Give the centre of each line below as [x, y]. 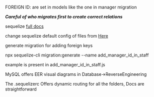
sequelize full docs [24, 26]
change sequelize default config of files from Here [57, 36]
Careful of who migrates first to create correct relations [64, 17]
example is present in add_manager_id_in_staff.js [55, 65]
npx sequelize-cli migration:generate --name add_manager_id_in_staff [77, 55]
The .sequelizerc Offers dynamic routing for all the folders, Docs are [75, 84]
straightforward [21, 89]
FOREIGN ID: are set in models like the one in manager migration [71, 7]
